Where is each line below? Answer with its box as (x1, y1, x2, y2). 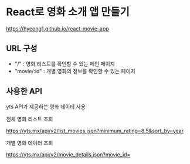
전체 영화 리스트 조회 (6, 115, 53, 122)
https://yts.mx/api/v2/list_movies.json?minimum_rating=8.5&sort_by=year (6, 127, 184, 134)
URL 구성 (6, 43, 38, 53)
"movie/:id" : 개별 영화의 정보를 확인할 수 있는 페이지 (14, 67, 136, 74)
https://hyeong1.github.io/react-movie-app (6, 25, 110, 32)
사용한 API (6, 86, 43, 97)
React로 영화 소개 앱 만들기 (6, 5, 130, 19)
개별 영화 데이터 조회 (6, 139, 53, 146)
